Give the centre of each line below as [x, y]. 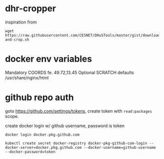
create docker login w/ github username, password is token [65, 126]
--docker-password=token [30, 152]
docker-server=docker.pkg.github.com [43, 147]
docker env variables [49, 59]
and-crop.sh [17, 40]
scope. [12, 116]
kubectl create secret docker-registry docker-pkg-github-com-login [76, 143]
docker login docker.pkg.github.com [42, 135]
